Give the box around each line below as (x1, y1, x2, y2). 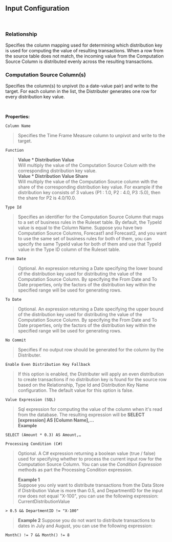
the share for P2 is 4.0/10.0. (17, 195, 76, 201)
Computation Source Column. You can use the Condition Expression (17, 461, 162, 468)
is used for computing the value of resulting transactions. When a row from (5, 48, 164, 54)
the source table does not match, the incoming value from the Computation (5, 53, 164, 59)
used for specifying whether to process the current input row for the (17, 456, 162, 462)
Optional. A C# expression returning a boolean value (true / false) (17, 450, 156, 456)
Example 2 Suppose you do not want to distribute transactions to (17, 517, 155, 524)
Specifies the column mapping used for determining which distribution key (5, 42, 163, 48)
